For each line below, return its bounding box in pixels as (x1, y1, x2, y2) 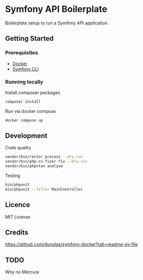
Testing (5, 173, 21, 179)
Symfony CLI (12, 66, 39, 72)
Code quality (5, 145, 31, 151)
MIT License (5, 214, 31, 220)
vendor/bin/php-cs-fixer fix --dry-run (5, 159, 88, 164)
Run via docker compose (5, 108, 56, 114)
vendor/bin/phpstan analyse (5, 164, 63, 169)
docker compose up (5, 118, 43, 123)
